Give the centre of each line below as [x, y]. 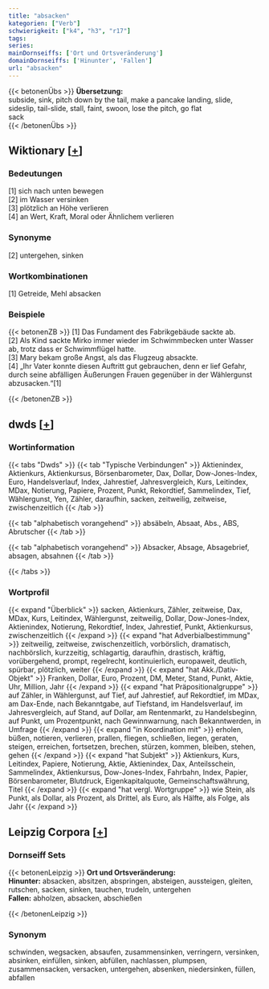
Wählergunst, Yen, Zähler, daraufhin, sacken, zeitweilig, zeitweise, [118, 499]
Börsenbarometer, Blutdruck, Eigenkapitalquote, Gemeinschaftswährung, [129, 781]
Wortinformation [41, 447]
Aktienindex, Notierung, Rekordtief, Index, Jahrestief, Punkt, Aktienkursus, [131, 627]
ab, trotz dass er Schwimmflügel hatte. [72, 349]
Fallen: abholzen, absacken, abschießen [75, 898]
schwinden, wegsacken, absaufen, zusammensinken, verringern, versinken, [134, 952]
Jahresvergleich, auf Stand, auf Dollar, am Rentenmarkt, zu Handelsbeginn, [132, 713]
